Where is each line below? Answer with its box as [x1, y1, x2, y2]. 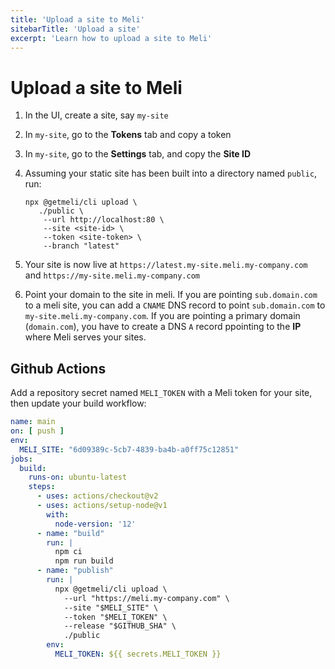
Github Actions [10, 360, 107, 377]
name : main [10, 417, 56, 427]
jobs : [10, 454, 33, 464]
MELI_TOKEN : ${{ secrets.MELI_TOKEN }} [54, 649, 222, 659]
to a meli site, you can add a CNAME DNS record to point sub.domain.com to [24, 299, 326, 311]
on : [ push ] [10, 426, 65, 436]
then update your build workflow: [10, 397, 147, 410]
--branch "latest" [43, 241, 120, 251]
